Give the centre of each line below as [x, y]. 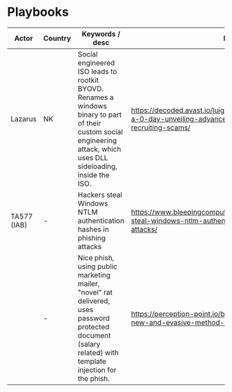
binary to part [100, 115]
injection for [97, 370]
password [94, 318]
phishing [91, 237]
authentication [101, 220]
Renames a [96, 97]
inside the [94, 175]
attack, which [99, 149]
